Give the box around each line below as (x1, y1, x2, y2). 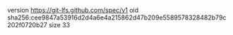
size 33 (48, 21, 71, 29)
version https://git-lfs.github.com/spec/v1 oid (7, 6, 139, 14)
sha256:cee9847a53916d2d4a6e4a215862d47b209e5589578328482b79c (7, 13, 227, 22)
